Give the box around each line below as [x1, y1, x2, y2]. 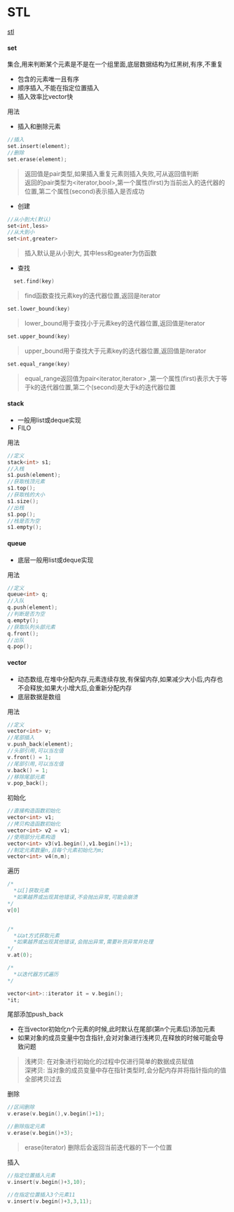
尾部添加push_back [7, 1010, 64, 1018]
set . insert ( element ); [7, 143, 71, 150]
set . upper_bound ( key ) [7, 332, 71, 340]
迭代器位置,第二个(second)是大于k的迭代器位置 [40, 383, 177, 391]
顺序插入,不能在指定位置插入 [17, 83, 99, 92]
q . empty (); [7, 617, 39, 624]
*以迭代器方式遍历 [13, 971, 59, 978]
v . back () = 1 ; [7, 767, 49, 774]
